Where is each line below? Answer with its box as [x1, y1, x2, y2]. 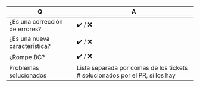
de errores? [9, 25, 42, 33]
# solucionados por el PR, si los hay [76, 71, 176, 79]
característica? [9, 42, 51, 50]
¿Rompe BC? [9, 53, 45, 61]
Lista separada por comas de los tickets [76, 64, 188, 72]
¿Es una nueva [9, 35, 50, 43]
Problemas [9, 64, 40, 72]
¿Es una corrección [9, 18, 64, 25]
